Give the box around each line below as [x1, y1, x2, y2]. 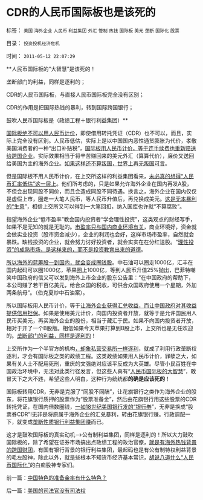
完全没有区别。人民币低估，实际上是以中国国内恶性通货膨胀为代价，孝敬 [16, 137, 197, 144]
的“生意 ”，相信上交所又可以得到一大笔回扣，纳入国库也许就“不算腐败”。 [6, 203, 185, 210]
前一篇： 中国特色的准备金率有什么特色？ [6, 474, 107, 481]
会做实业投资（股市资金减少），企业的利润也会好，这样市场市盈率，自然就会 [6, 230, 195, 238]
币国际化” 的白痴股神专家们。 [6, 461, 78, 469]
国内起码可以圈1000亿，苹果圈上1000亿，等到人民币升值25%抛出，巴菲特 [6, 266, 190, 273]
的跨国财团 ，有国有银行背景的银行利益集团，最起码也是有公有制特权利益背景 [6, 446, 197, 453]
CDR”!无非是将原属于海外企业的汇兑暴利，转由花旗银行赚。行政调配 [16, 411, 185, 418]
